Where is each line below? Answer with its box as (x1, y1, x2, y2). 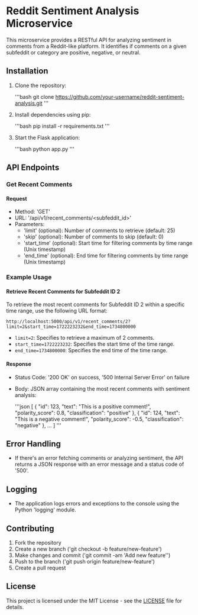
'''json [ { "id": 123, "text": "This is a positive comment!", (14, 403, 151, 410)
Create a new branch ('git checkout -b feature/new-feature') (14, 546, 163, 553)
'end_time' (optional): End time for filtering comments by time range (23, 252, 189, 259)
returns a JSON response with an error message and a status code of (14, 461, 184, 468)
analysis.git (14, 99, 43, 107)
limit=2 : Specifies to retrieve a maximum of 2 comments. (14, 334, 155, 342)
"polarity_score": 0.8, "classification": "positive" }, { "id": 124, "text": (14, 409, 180, 416)
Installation (6, 66, 48, 76)
